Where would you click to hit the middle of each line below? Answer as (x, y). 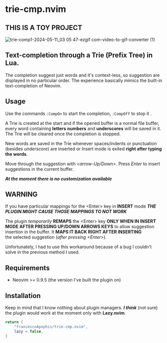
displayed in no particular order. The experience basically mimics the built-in (84, 80)
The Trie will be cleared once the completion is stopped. (63, 134)
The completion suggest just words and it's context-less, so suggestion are (83, 75)
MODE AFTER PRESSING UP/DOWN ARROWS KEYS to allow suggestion (80, 227)
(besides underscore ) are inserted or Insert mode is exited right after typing (83, 149)
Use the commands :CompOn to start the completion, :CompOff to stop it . (79, 113)
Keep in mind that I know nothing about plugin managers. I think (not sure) (82, 308)
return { (14, 322)
